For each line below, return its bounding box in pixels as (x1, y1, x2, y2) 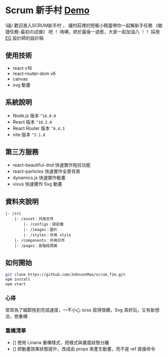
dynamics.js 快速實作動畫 (12, 175, 66, 181)
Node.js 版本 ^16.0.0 (12, 112, 57, 118)
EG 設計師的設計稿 (5, 35, 44, 41)
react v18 (12, 65, 32, 71)
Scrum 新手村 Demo (5, 5, 90, 16)
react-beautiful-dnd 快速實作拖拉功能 (12, 162, 91, 168)
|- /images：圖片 (23, 227, 58, 232)
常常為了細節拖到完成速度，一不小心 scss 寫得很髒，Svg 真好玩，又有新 (5, 307, 155, 313)
